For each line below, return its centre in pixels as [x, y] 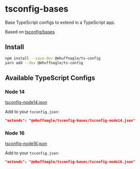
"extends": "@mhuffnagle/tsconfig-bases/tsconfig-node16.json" [70, 162]
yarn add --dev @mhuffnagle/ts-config [44, 63]
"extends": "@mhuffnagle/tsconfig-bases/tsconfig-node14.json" [70, 121]
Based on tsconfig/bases [30, 32]
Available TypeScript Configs [50, 78]
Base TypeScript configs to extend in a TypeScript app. [60, 22]
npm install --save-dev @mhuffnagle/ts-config [53, 58]
